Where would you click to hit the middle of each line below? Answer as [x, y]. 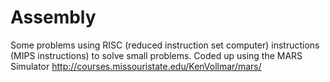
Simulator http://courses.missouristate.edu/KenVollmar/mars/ [136, 66]
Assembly [53, 17]
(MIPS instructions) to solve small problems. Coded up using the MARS [156, 55]
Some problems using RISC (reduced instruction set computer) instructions [165, 45]
